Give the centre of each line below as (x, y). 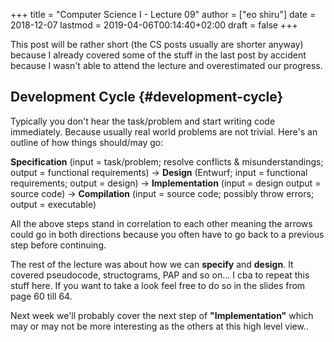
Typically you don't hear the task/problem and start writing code (143, 121)
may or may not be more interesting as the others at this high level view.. (159, 326)
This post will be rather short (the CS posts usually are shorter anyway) (157, 44)
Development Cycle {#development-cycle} (147, 97)
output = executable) (53, 204)
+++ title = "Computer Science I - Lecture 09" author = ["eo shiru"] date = (163, 14)
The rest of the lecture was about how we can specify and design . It (152, 264)
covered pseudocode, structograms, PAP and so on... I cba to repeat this (160, 275)
